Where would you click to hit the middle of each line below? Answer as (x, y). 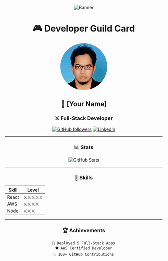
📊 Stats (84, 147)
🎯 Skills (84, 177)
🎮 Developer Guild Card (84, 29)
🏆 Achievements (84, 230)
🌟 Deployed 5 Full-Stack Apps (84, 243)
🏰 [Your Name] (84, 104)
